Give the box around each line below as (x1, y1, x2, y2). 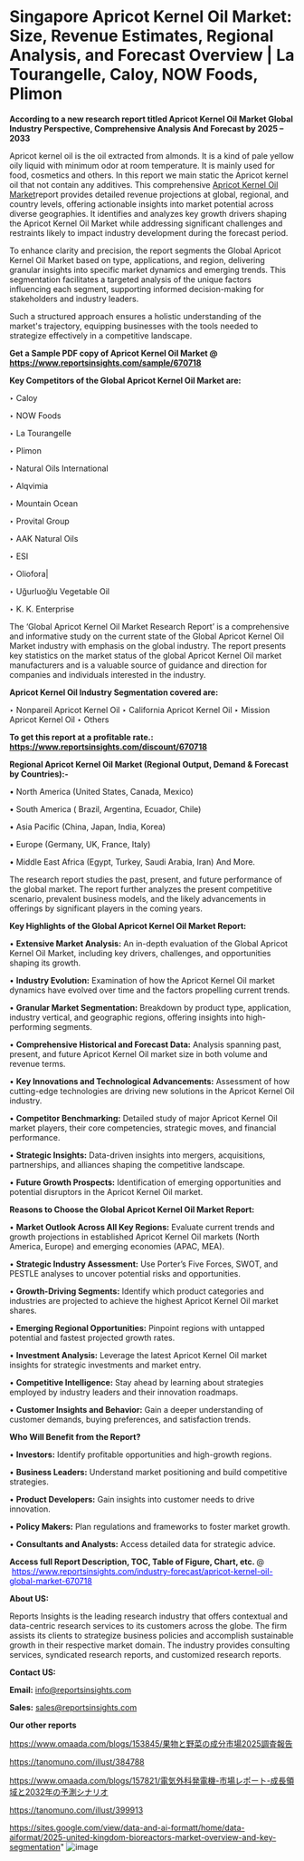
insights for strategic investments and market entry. (9, 1359, 202, 1370)
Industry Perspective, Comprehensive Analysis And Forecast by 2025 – (9, 122, 284, 133)
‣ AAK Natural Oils (9, 533, 79, 544)
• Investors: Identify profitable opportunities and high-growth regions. (9, 1449, 272, 1460)
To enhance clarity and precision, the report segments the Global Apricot (9, 245, 281, 256)
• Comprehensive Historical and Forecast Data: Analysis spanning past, (9, 1039, 282, 1050)
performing (9, 1021, 52, 1032)
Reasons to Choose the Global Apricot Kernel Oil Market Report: (9, 1204, 255, 1215)
